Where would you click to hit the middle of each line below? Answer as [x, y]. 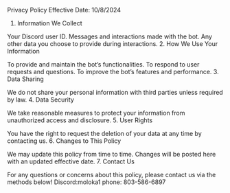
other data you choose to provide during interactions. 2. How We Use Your [113, 44]
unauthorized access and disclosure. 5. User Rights [80, 120]
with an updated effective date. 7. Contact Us [71, 161]
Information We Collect [49, 23]
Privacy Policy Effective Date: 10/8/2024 [64, 10]
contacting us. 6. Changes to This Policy [64, 141]
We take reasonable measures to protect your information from [96, 113]
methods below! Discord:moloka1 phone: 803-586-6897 [87, 182]
